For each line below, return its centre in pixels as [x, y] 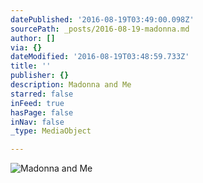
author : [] [33, 38]
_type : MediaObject [51, 131]
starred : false [42, 94]
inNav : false [37, 122]
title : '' [31, 66]
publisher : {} [40, 76]
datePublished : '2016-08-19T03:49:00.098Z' [102, 19]
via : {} [26, 47]
